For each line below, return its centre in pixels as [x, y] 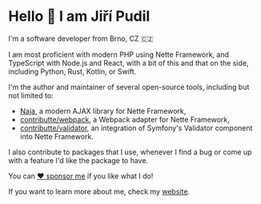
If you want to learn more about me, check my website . [99, 191]
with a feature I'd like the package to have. [78, 160]
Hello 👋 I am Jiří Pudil [79, 16]
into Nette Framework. [57, 136]
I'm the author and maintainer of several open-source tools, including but [129, 86]
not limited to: [31, 95]
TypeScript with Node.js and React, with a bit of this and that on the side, [128, 62]
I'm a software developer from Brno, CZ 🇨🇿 [81, 38]
